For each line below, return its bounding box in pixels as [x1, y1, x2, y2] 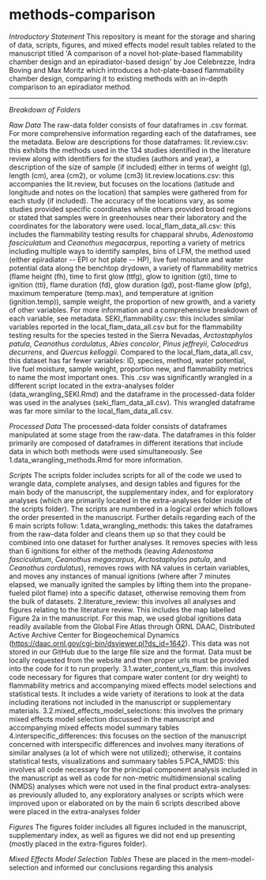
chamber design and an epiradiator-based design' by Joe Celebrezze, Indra [9, 57, 256, 66]
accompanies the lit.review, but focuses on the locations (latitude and [9, 179, 235, 188]
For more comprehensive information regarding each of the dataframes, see [9, 128, 257, 138]
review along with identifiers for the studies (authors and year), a [9, 154, 220, 163]
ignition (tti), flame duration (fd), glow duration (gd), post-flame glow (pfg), [9, 279, 252, 290]
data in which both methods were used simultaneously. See [9, 446, 203, 456]
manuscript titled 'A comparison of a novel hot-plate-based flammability [9, 48, 243, 58]
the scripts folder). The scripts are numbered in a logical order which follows [9, 504, 258, 514]
